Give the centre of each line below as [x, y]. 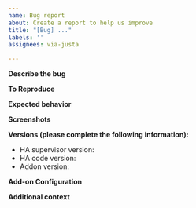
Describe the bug [37, 74]
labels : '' [26, 37]
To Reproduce [31, 89]
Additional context [39, 197]
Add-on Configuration [45, 182]
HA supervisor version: [57, 150]
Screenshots [30, 119]
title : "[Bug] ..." [40, 30]
